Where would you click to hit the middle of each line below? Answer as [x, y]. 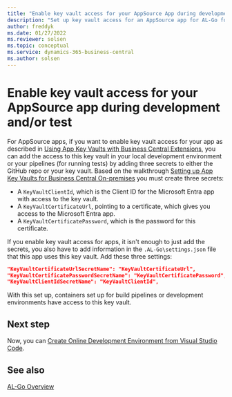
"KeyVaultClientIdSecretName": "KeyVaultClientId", [83, 282]
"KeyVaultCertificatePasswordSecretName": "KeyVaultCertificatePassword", [117, 275]
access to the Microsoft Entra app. [66, 213]
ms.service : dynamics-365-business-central [71, 53]
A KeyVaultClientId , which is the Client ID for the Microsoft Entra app [116, 192]
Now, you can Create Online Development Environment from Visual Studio [112, 341]
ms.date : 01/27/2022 [37, 33]
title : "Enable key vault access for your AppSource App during [101, 13]
